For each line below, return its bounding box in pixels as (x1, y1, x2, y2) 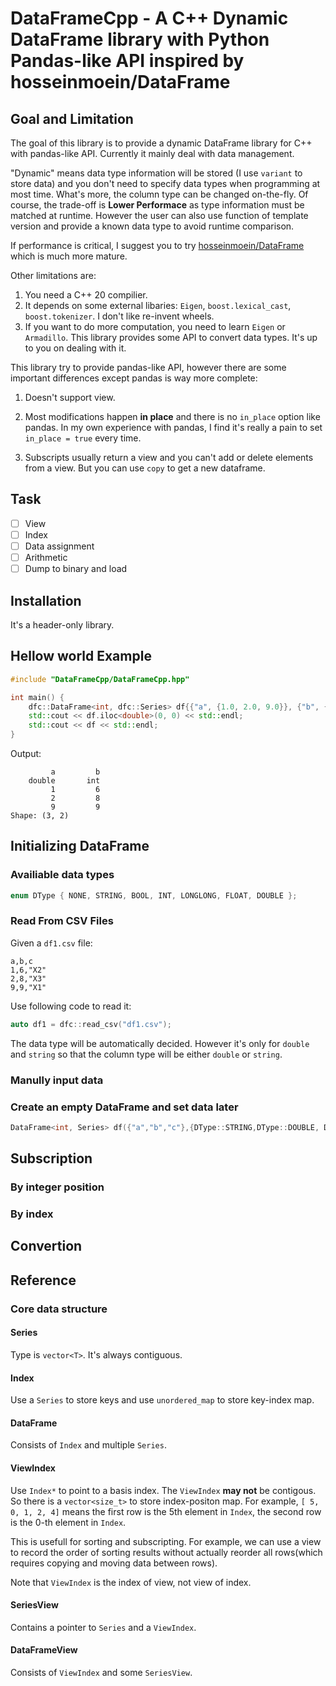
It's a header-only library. (10, 618, 115, 631)
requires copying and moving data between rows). (10, 1557, 218, 1569)
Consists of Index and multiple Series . (10, 1439, 167, 1451)
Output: (10, 748, 42, 759)
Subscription (10, 1150, 93, 1167)
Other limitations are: (10, 270, 97, 281)
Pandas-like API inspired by (10, 50, 245, 72)
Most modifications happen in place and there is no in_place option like (24, 411, 321, 422)
